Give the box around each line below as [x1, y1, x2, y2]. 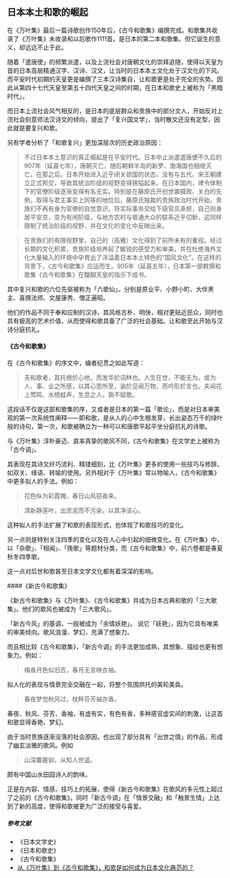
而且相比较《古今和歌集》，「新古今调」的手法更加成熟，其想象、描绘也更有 [7, 643, 217, 651]
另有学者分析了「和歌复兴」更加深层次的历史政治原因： [7, 138, 163, 146]
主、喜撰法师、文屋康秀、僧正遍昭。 [7, 294, 110, 302]
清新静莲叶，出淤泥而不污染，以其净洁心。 [23, 506, 144, 514]
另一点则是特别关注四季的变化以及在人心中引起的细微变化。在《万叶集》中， [7, 536, 223, 544]
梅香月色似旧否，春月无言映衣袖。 [23, 666, 120, 674]
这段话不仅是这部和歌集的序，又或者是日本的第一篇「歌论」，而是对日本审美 [7, 405, 220, 414]
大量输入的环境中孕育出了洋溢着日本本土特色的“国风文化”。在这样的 [29, 253, 222, 261]
